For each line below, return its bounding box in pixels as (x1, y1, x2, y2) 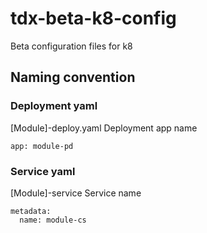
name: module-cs (19, 215, 87, 225)
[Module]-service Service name (10, 187, 142, 199)
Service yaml (10, 164, 76, 178)
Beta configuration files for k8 (10, 40, 133, 52)
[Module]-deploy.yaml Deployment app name (10, 122, 198, 134)
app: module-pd (10, 141, 74, 151)
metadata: (10, 206, 52, 216)
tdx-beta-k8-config (10, 7, 177, 30)
